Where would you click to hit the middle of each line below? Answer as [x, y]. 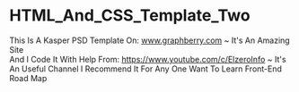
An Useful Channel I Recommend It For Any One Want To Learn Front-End [146, 69]
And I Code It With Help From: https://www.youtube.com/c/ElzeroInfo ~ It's [148, 59]
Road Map [28, 78]
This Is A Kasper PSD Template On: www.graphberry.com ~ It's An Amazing [149, 40]
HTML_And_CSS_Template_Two [130, 16]
